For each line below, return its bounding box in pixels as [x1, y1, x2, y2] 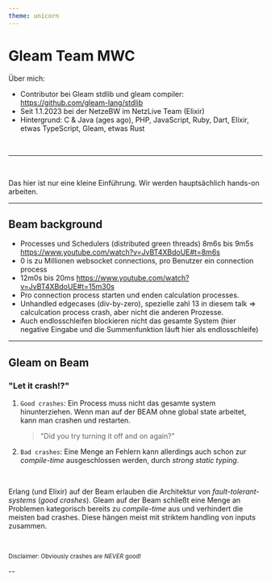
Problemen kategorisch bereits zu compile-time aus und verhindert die [8, 504, 244, 514]
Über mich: [8, 74, 46, 83]
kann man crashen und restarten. [19, 415, 131, 425]
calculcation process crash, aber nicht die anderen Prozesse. [19, 308, 224, 318]
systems [8, 495, 36, 505]
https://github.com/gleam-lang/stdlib [19, 98, 144, 107]
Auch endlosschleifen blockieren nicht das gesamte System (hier [19, 316, 236, 326]
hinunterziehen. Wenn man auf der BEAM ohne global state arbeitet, [19, 407, 247, 417]
